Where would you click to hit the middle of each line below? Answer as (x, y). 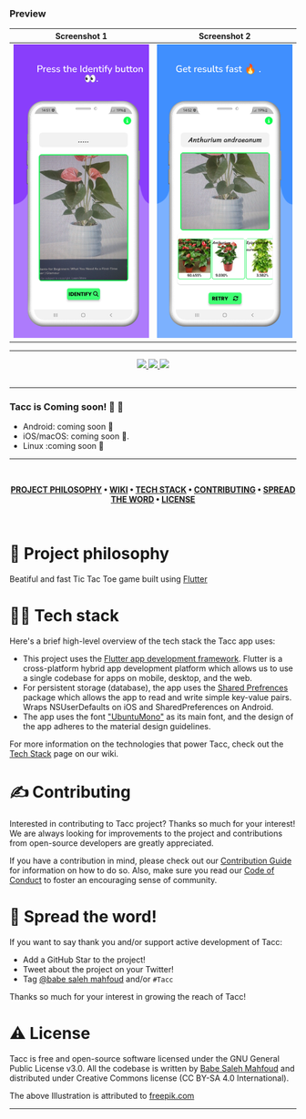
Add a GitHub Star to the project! (84, 960)
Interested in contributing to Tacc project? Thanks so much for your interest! (153, 823)
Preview (28, 14)
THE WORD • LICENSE (153, 500)
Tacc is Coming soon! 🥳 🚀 (66, 406)
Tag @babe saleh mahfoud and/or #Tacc (98, 979)
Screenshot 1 (81, 36)
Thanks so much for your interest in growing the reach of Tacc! (127, 996)
